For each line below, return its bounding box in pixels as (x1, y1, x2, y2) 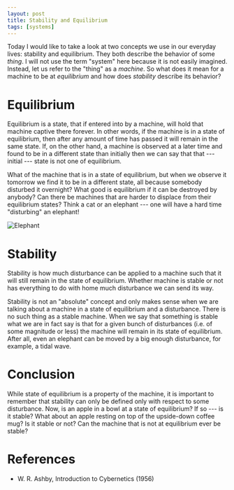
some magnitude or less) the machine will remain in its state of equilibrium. (7, 327, 223, 336)
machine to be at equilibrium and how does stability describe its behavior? (7, 72, 221, 80)
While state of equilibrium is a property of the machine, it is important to (7, 390, 214, 398)
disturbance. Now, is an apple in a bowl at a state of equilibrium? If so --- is (7, 405, 224, 413)
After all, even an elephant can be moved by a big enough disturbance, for (7, 335, 221, 343)
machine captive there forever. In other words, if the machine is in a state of (7, 127, 225, 136)
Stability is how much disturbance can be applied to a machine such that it (7, 269, 221, 277)
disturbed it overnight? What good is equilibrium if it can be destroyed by (7, 185, 218, 194)
